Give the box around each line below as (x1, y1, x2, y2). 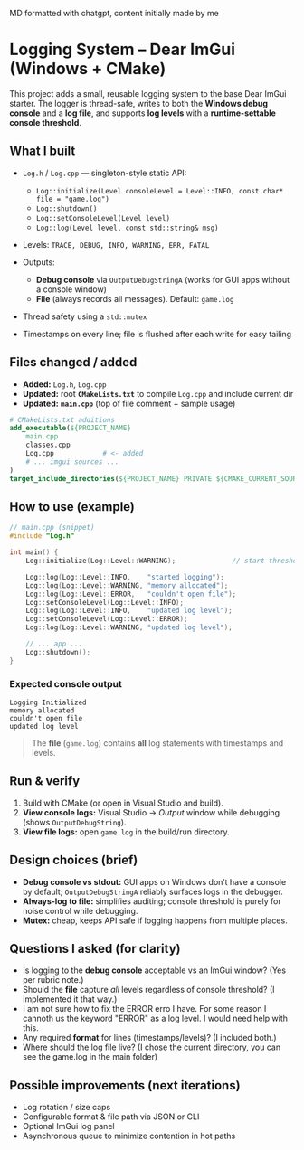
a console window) (35, 284, 107, 295)
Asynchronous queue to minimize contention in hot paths (22, 1130, 236, 1142)
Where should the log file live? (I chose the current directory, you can (22, 1042, 281, 1052)
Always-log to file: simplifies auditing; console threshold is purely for (22, 895, 282, 907)
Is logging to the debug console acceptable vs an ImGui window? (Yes (22, 965, 287, 976)
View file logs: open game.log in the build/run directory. (22, 826, 230, 837)
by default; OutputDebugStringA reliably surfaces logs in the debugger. (22, 886, 283, 897)
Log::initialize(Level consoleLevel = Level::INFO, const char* (35, 186, 284, 195)
